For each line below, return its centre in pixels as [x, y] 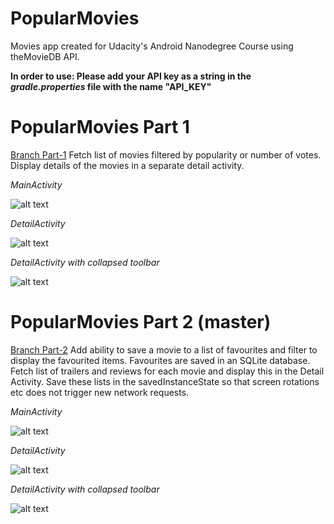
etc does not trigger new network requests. [100, 392]
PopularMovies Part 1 [100, 127]
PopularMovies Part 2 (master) [141, 322]
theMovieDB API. [45, 56]
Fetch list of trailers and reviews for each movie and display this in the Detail [167, 371]
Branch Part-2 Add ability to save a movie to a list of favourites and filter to [164, 349]
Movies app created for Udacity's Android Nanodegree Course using [152, 46]
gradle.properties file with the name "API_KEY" [111, 86]
